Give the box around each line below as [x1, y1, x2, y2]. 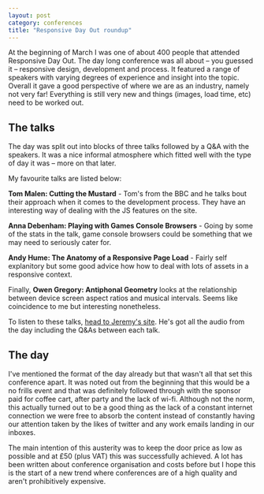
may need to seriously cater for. [8, 238, 112, 247]
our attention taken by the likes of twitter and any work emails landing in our [8, 419, 255, 429]
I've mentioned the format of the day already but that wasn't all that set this [8, 370, 253, 378]
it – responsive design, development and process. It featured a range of [8, 65, 240, 74]
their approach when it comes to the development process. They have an [8, 198, 246, 207]
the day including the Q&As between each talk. [8, 325, 160, 335]
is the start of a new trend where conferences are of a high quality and [8, 468, 238, 477]
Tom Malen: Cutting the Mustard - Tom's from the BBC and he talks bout [8, 189, 247, 199]
